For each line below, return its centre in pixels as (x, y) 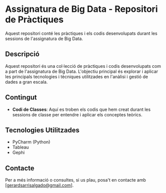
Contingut (21, 97)
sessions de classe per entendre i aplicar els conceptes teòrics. (77, 114)
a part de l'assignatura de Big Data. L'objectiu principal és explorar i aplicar (82, 71)
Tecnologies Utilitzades (42, 130)
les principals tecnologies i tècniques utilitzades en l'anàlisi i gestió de (77, 76)
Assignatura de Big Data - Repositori (82, 9)
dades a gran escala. (27, 82)
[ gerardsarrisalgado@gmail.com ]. (39, 185)
